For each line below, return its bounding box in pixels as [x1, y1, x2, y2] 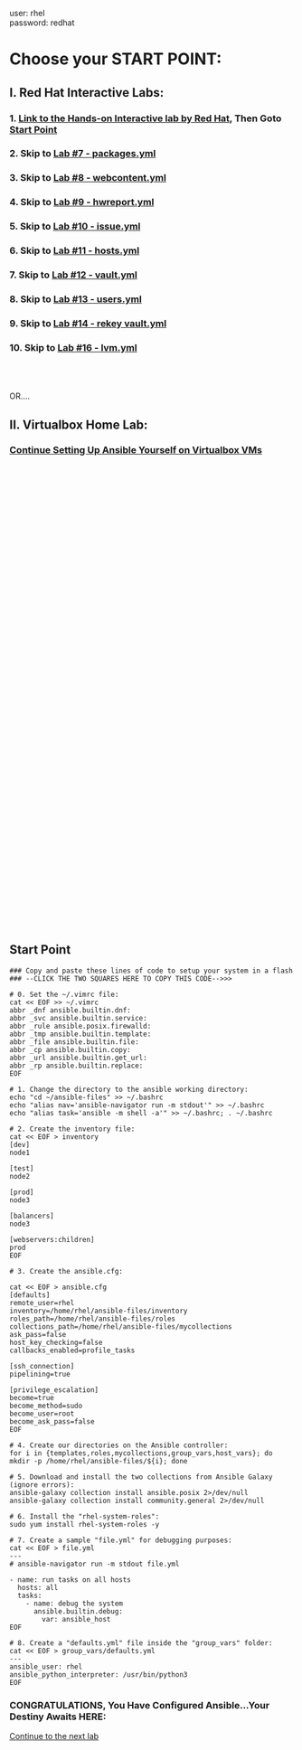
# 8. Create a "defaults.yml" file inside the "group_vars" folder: [9, 1638, 273, 1648]
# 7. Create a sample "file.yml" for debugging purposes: [9, 1536, 232, 1545]
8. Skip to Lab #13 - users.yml [9, 293, 142, 306]
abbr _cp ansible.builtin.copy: [9, 1045, 131, 1054]
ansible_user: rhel [9, 1662, 83, 1671]
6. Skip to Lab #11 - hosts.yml [9, 244, 140, 257]
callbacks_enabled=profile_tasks [9, 1346, 136, 1355]
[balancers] [9, 1211, 54, 1220]
